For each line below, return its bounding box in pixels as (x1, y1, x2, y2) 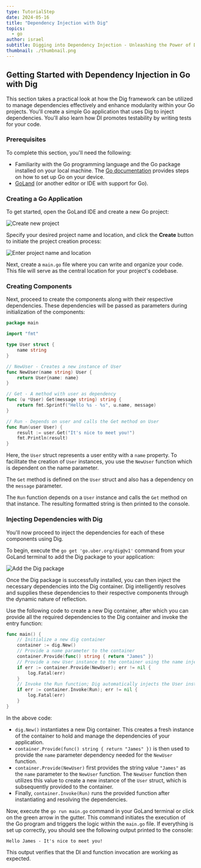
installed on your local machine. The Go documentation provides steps (14, 167, 190, 174)
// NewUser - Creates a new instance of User (6, 363, 121, 370)
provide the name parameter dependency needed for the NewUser (14, 751, 173, 759)
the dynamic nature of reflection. (6, 595, 87, 602)
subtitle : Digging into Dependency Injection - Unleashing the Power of (6, 42, 191, 48)
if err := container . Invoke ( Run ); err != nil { (17, 687, 138, 693)
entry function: (6, 620, 43, 627)
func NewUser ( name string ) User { (6, 369, 93, 375)
